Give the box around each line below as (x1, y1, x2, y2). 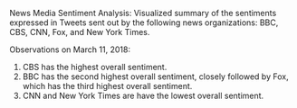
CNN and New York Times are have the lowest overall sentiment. (22, 90, 264, 101)
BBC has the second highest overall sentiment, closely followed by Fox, (22, 71, 289, 82)
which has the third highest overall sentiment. (22, 81, 193, 91)
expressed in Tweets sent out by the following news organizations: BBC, (9, 17, 279, 28)
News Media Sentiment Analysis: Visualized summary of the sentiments (9, 8, 277, 18)
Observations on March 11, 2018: (9, 44, 131, 55)
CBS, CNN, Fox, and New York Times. (9, 27, 150, 37)
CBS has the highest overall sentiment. (22, 62, 168, 72)
